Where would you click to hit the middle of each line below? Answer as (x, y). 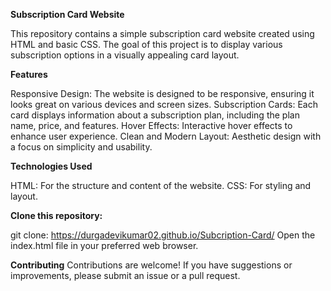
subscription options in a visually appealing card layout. (125, 55)
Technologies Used (51, 166)
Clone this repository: (56, 215)
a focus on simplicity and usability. (81, 147)
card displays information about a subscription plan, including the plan (155, 115)
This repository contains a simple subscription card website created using (162, 33)
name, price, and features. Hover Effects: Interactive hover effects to (151, 125)
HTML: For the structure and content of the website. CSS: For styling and (161, 185)
